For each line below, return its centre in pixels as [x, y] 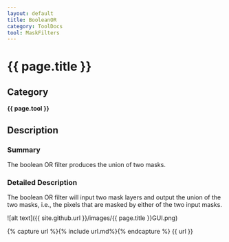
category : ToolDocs [35, 26]
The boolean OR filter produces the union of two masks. [87, 164]
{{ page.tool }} [28, 109]
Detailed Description [42, 182]
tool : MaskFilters [33, 33]
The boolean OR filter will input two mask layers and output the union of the [114, 197]
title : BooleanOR [32, 20]
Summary [24, 150]
